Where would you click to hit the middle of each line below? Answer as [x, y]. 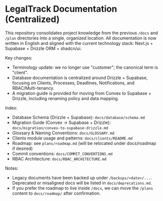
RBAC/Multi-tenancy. [33, 88]
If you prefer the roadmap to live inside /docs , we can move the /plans [82, 188]
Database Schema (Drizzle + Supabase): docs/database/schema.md [78, 117]
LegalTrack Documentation [61, 9]
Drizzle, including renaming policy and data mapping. [65, 98]
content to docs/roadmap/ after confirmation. [56, 193]
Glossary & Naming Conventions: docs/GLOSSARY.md [63, 133]
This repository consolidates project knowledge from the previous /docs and [81, 33]
